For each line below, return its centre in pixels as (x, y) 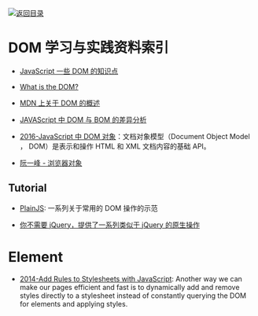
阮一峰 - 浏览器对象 (51, 163)
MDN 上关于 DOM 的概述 (60, 103)
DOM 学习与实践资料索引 (88, 48)
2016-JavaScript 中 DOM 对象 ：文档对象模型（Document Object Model (135, 136)
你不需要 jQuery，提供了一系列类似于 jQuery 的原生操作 (110, 225)
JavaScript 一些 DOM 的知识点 (69, 71)
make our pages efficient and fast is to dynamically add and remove (129, 287)
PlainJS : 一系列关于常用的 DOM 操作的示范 (88, 208)
